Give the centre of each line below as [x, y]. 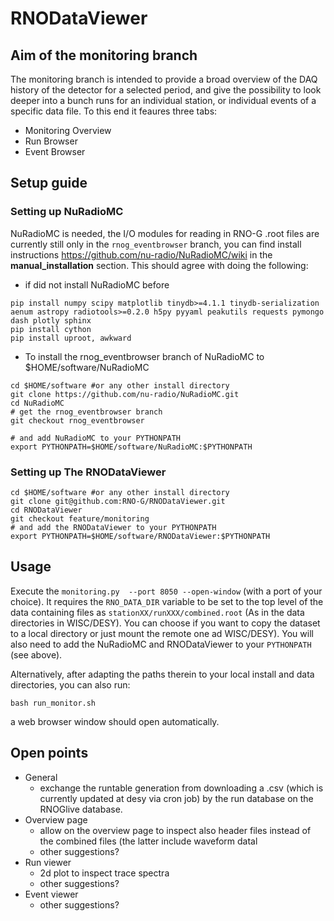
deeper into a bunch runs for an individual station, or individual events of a [163, 100]
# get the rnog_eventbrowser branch [86, 412]
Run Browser [51, 141]
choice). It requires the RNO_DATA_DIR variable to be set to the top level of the [167, 601]
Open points [49, 753]
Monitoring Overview [68, 130]
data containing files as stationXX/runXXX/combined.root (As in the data [157, 612]
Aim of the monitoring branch [104, 55]
